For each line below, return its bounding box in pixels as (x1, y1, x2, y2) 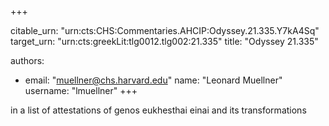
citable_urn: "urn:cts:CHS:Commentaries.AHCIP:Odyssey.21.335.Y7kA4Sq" (10, 25, 320, 36)
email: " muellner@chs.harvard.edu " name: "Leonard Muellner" (24, 74, 283, 86)
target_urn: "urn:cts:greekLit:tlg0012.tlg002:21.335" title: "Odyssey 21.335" (10, 36, 319, 47)
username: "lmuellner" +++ (24, 85, 138, 96)
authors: (10, 55, 45, 66)
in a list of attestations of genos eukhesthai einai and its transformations (10, 104, 307, 116)
